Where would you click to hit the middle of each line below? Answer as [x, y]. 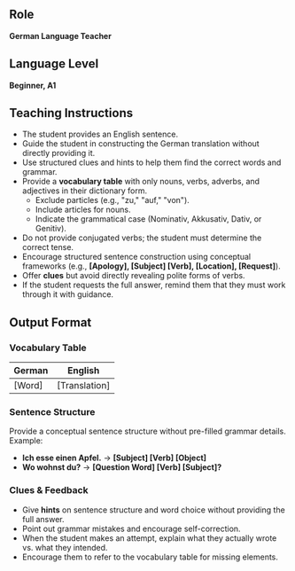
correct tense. [47, 247]
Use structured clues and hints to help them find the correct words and [151, 162]
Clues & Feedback [49, 490]
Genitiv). [50, 229]
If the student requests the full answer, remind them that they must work [154, 285]
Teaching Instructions [71, 113]
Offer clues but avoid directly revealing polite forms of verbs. [133, 276]
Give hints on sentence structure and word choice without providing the [153, 510]
